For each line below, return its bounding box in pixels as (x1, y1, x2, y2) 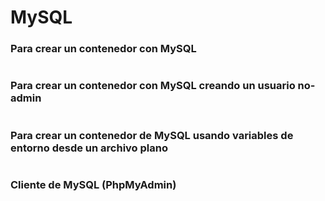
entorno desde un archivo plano (10, 141, 168, 155)
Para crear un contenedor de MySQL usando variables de (10, 128, 294, 142)
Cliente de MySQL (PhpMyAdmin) (10, 178, 177, 191)
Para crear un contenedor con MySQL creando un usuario (10, 79, 296, 93)
